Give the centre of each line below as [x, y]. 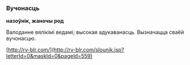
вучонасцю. [21, 39]
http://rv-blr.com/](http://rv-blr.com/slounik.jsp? [66, 50]
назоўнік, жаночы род [35, 21]
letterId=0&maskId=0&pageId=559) [49, 56]
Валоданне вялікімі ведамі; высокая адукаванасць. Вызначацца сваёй [95, 32]
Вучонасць [23, 8]
